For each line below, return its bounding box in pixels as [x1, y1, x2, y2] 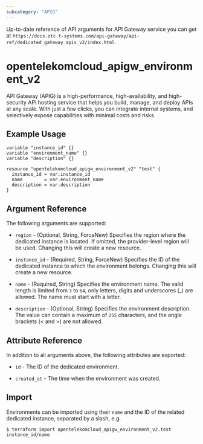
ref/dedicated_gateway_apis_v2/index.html [6, 39, 115, 45]
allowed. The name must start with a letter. [14, 294, 121, 301]
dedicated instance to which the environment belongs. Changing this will [14, 262, 196, 269]
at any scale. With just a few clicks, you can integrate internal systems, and [6, 105, 193, 112]
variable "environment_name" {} [6, 150, 88, 156]
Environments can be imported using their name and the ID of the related [6, 408, 185, 416]
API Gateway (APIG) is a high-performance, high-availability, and [6, 92, 168, 100]
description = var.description [11, 182, 91, 188]
